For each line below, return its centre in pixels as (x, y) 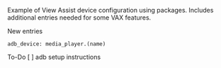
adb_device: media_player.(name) (57, 44)
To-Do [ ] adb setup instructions (54, 57)
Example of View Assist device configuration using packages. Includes (110, 10)
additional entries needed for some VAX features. (79, 18)
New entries (25, 31)
